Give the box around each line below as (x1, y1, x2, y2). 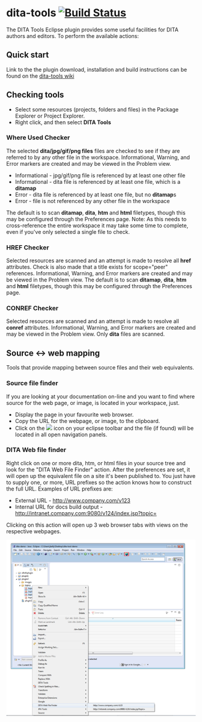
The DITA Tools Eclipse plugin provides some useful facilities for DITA (6, 26, 179, 33)
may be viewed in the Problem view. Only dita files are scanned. (6, 330, 165, 337)
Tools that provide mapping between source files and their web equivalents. (6, 364, 194, 371)
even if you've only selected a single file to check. (6, 228, 130, 235)
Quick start (6, 50, 49, 60)
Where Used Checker (6, 133, 70, 142)
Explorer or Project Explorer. (14, 112, 85, 119)
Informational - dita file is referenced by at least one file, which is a (14, 178, 180, 185)
